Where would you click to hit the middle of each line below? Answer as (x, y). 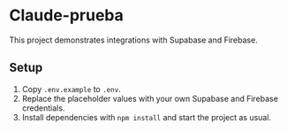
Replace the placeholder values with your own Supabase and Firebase (150, 98)
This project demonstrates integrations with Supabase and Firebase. (133, 40)
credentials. (43, 108)
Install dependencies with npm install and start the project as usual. (147, 117)
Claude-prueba (66, 15)
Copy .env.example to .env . (71, 89)
